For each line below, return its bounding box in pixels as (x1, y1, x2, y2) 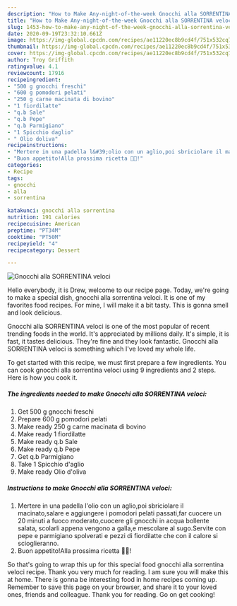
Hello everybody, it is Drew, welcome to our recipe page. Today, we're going (7, 286, 229, 294)
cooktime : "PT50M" (7, 233, 61, 240)
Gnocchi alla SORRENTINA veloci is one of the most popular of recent (7, 322, 210, 331)
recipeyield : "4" (7, 240, 59, 247)
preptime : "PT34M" (7, 227, 61, 234)
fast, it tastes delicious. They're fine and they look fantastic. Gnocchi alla (7, 337, 219, 346)
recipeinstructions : (7, 142, 68, 149)
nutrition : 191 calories (7, 214, 80, 221)
